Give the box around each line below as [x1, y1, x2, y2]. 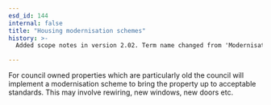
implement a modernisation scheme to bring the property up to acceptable [8, 79, 256, 89]
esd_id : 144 [8, 11, 48, 20]
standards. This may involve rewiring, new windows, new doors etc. [8, 87, 234, 97]
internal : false [8, 19, 63, 27]
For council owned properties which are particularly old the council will [8, 71, 244, 80]
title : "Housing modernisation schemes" [8, 26, 147, 34]
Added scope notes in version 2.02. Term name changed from [15, 42, 222, 50]
